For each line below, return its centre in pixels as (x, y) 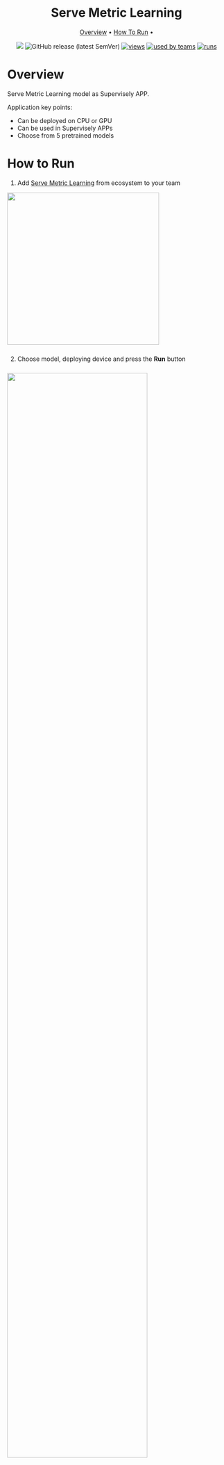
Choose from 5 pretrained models (66, 135)
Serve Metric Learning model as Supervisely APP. (78, 94)
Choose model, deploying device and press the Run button (101, 359)
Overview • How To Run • (117, 32)
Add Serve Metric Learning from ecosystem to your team (98, 183)
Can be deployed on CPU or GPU (64, 120)
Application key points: (40, 107)
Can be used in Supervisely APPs (65, 128)
